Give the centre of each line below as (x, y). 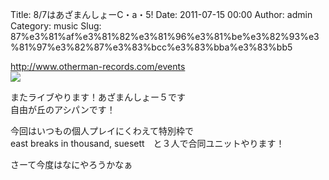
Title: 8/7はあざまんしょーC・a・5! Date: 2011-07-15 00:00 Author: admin (161, 14)
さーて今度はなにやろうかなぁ (71, 164)
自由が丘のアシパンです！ (63, 109)
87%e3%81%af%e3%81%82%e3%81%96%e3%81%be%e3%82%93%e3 (165, 36)
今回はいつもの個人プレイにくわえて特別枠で (102, 131)
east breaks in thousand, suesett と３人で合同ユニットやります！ (147, 143)
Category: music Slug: (56, 26)
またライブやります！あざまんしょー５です (98, 97)
